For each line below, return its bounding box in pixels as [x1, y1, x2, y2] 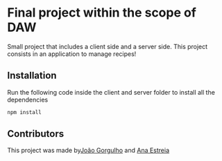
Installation [7, 70, 57, 82]
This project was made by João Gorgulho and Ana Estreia [7, 146, 170, 155]
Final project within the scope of [7, 5, 196, 21]
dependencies [7, 95, 49, 104]
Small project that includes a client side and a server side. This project [7, 42, 208, 50]
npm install [7, 108, 42, 115]
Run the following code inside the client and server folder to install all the [7, 88, 215, 96]
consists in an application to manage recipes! [7, 50, 137, 58]
